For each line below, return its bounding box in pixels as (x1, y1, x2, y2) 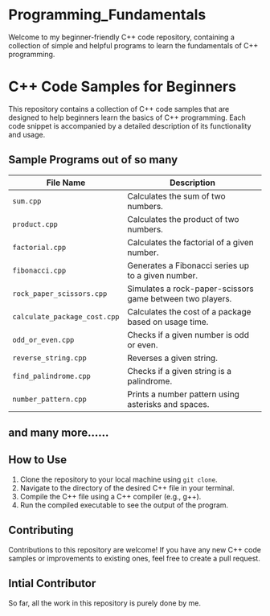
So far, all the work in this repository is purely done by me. (8, 598, 201, 608)
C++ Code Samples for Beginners (8, 78, 237, 96)
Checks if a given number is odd (127, 329, 249, 340)
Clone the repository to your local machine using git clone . (19, 474, 219, 484)
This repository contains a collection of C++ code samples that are (8, 104, 230, 113)
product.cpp (12, 220, 59, 228)
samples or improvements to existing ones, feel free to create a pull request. (8, 553, 261, 563)
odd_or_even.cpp (12, 335, 75, 344)
